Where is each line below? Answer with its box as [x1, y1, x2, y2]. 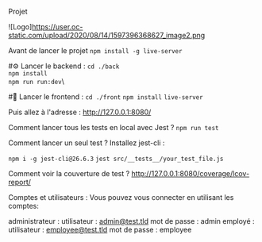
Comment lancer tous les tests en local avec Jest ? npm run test [8, 123, 219, 132]
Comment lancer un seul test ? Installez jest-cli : [8, 138, 165, 148]
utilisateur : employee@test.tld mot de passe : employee [8, 225, 192, 234]
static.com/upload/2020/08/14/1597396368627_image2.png [8, 31, 206, 40]
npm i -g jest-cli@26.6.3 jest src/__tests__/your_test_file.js [8, 155, 224, 163]
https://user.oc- [31, 22, 83, 31]
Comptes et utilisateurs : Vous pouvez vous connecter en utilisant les [8, 193, 234, 202]
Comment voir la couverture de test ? [8, 169, 130, 178]
